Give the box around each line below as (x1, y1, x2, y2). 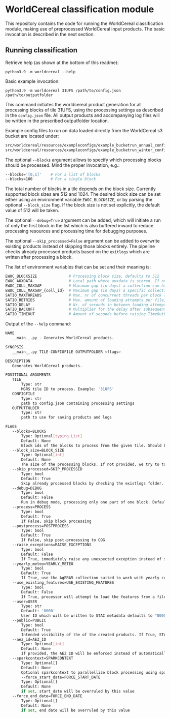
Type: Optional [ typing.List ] (21, 433, 82, 438)
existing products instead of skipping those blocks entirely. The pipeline (5, 243, 155, 250)
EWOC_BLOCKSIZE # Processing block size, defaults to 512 (5, 274, 159, 279)
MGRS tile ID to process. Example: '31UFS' (21, 386, 114, 392)
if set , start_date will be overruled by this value (21, 689, 135, 694)
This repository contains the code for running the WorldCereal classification (5, 20, 163, 26)
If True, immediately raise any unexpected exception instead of (21, 556, 162, 561)
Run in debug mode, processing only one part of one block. (21, 500, 151, 505)
